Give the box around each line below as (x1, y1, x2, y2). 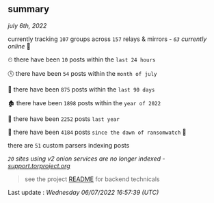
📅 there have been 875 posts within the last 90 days (8, 85, 155, 93)
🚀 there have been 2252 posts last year (8, 114, 120, 123)
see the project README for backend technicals (24, 175, 160, 183)
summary (8, 3, 50, 15)
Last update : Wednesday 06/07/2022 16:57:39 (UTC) (8, 188, 159, 196)
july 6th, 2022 (8, 21, 47, 29)
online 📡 (8, 42, 31, 50)
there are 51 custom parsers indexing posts (8, 141, 130, 149)
